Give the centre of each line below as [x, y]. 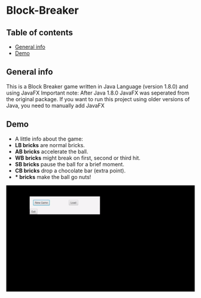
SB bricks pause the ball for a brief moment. [69, 164]
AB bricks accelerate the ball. [51, 151]
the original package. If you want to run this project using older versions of [98, 99]
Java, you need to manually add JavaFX [55, 105]
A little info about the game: [49, 139]
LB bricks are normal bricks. [50, 145]
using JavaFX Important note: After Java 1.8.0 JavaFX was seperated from [98, 93]
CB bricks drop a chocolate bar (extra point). [70, 171]
